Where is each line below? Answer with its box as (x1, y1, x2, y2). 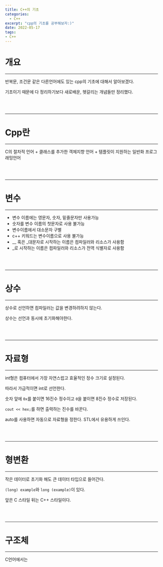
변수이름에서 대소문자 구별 (12, 226, 62, 232)
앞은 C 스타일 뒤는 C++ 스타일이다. (5, 497, 71, 503)
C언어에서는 (5, 557, 28, 563)
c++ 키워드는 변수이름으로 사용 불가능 (12, 233, 84, 239)
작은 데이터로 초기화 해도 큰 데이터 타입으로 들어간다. (5, 476, 105, 482)
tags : (5, 30, 16, 35)
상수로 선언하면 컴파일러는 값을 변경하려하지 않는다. (5, 304, 102, 310)
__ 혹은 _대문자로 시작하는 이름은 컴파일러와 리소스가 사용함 (12, 239, 125, 244)
